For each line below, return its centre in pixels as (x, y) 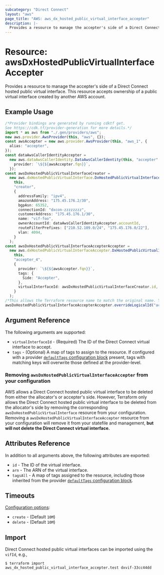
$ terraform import (25, 564)
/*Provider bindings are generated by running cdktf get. (65, 123)
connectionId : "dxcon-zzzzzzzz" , (52, 210)
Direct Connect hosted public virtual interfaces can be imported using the (79, 549)
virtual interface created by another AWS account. (55, 97)
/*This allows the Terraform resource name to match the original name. (81, 301)
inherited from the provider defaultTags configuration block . (72, 480)
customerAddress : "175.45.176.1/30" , (56, 214)
